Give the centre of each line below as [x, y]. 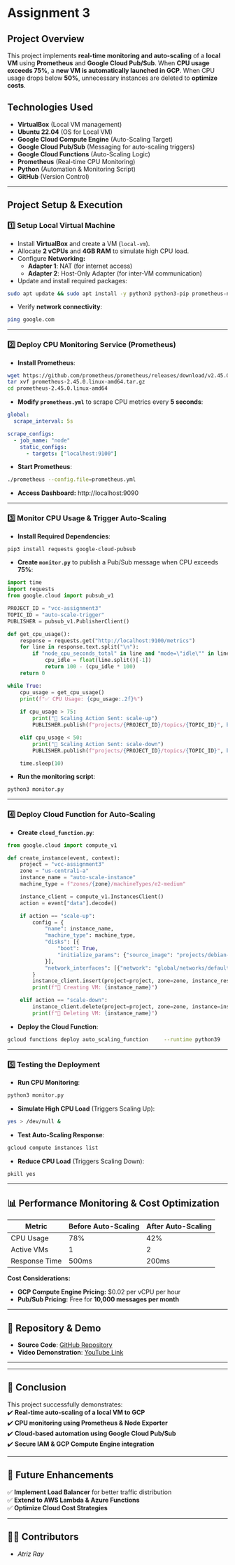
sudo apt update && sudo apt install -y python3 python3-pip [98, 293]
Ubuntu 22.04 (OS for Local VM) [65, 132]
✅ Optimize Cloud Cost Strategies [58, 1508]
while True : [24, 686]
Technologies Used [50, 108]
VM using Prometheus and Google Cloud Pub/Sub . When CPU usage [108, 63]
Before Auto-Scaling [104, 1226]
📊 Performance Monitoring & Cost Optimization [114, 1203]
